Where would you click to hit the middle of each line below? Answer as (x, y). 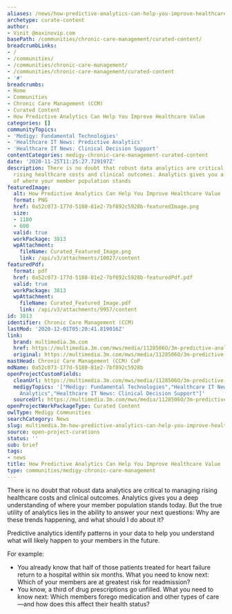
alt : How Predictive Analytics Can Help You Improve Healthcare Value (117, 194)
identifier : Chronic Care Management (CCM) (71, 323)
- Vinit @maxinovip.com (41, 33)
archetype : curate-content (46, 20)
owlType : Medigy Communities (49, 413)
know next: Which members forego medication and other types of (111, 597)
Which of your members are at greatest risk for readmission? (104, 581)
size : (21, 213)
